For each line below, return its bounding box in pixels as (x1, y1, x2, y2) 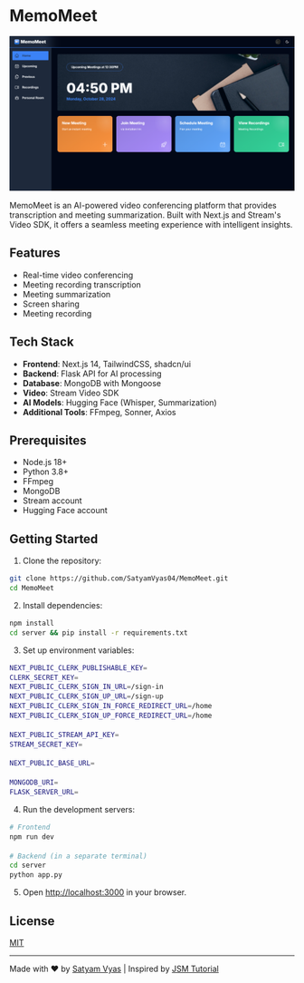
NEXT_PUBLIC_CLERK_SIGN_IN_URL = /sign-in (9, 682, 165, 692)
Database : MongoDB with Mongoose (22, 377, 161, 388)
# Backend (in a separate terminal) (9, 852, 147, 861)
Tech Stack (9, 335, 74, 350)
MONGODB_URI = (9, 778, 59, 787)
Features (9, 246, 61, 261)
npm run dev (9, 832, 54, 842)
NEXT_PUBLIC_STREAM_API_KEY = (9, 730, 119, 739)
